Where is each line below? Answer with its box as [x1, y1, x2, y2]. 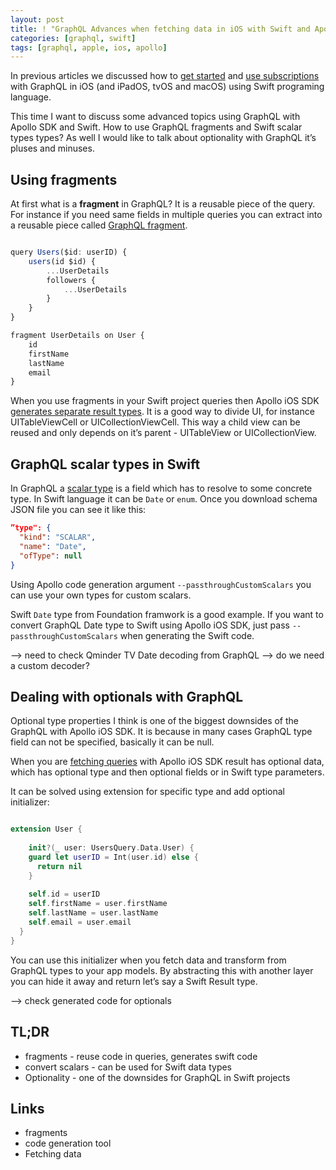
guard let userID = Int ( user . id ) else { [28, 852, 199, 862]
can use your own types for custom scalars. [10, 589, 192, 601]
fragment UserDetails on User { [10, 331, 145, 341]
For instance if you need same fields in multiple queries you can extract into [10, 209, 323, 221]
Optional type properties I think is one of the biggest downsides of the [10, 715, 300, 727]
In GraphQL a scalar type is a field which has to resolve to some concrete [10, 482, 313, 495]
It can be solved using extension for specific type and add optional [10, 786, 285, 798]
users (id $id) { [28, 256, 97, 266]
